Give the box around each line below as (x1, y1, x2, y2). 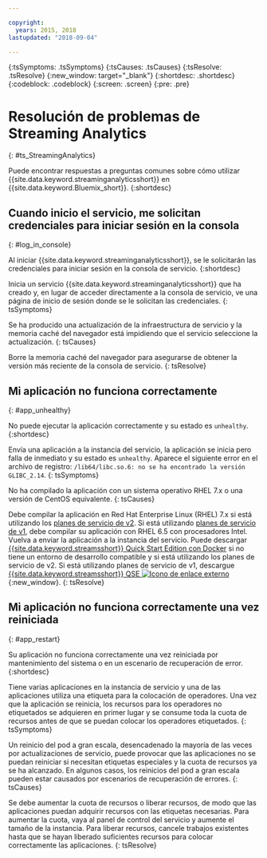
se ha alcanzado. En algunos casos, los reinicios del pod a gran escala (8, 765, 241, 775)
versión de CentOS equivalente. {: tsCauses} (8, 494, 155, 504)
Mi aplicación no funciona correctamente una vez (8, 600, 260, 615)
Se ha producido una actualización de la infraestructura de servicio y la (8, 320, 242, 330)
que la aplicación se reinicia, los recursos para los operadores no (8, 699, 222, 709)
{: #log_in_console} (8, 240, 72, 250)
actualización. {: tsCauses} (8, 337, 97, 347)
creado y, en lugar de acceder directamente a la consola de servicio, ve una (8, 288, 258, 298)
